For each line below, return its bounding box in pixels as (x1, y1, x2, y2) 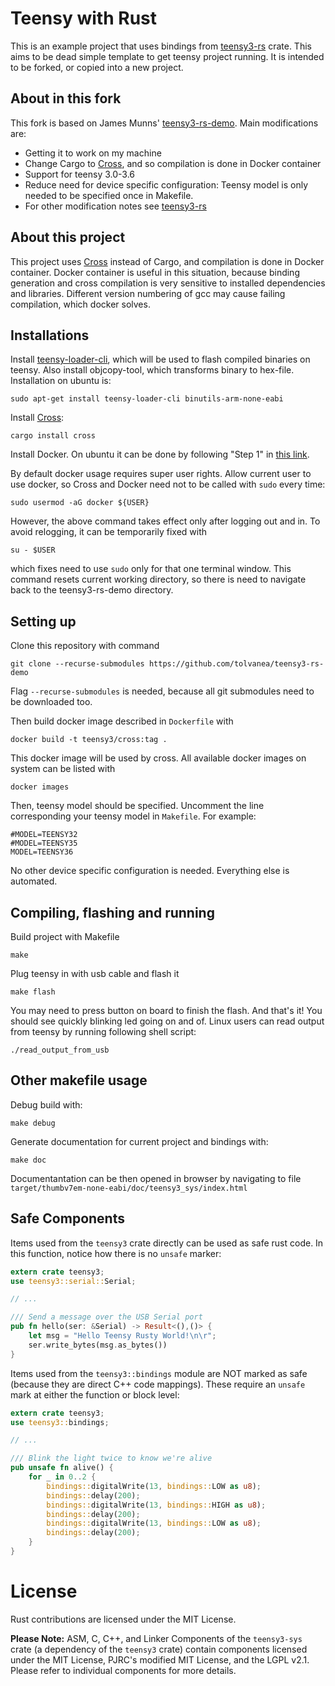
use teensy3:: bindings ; (10, 1417, 110, 1427)
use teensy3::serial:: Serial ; (10, 1276, 137, 1286)
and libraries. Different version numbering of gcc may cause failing (10, 287, 286, 299)
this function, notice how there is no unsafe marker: (10, 1247, 222, 1259)
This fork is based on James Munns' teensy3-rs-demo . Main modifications (10, 117, 319, 129)
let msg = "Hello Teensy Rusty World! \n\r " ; (28, 1331, 217, 1341)
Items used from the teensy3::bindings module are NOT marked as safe (10, 1367, 308, 1379)
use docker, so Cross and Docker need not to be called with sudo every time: (10, 478, 326, 491)
